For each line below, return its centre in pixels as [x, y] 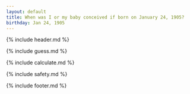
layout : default [26, 12]
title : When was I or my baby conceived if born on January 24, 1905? [95, 17]
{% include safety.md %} [37, 74]
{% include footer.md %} [37, 86]
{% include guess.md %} [37, 51]
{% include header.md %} [38, 40]
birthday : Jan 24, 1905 [36, 23]
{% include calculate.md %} [40, 62]
